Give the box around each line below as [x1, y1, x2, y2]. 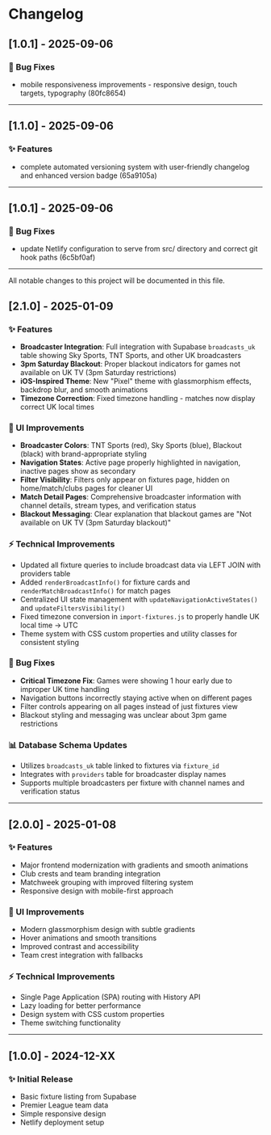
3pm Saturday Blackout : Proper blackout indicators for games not [19, 359, 240, 369]
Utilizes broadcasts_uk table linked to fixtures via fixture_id [19, 761, 219, 770]
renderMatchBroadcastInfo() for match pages [19, 585, 171, 595]
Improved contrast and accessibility [19, 942, 140, 951]
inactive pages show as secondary [19, 466, 136, 476]
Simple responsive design [19, 1109, 106, 1119]
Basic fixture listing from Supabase [19, 1092, 137, 1102]
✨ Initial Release [8, 1073, 73, 1084]
